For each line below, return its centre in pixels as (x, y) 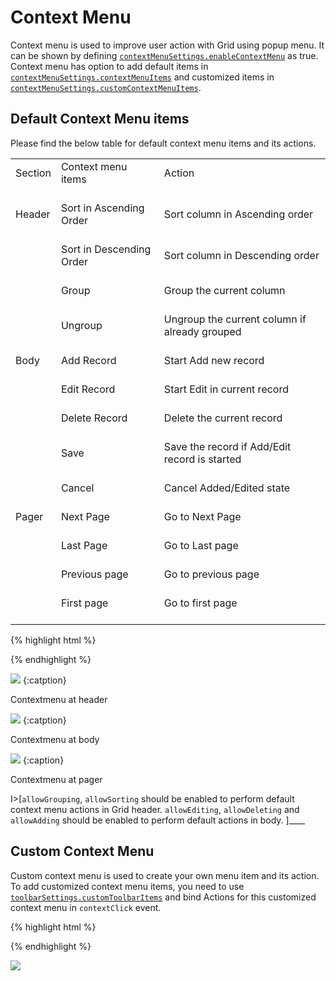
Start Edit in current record (226, 389)
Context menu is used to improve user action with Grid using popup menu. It (167, 45)
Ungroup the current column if (235, 319)
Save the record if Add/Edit (227, 446)
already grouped (202, 331)
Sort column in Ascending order (238, 214)
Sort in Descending (106, 249)
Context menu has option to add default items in (109, 66)
